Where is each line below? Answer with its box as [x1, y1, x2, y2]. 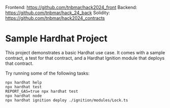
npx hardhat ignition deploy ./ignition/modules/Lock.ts [5, 97, 128, 103]
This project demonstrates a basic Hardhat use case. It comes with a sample [5, 49, 165, 55]
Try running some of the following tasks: [5, 70, 90, 76]
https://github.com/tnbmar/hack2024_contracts [5, 15, 105, 21]
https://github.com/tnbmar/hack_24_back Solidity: [5, 10, 110, 16]
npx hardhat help [5, 80, 42, 85]
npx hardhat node [5, 93, 42, 98]
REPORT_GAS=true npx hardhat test [5, 89, 79, 94]
